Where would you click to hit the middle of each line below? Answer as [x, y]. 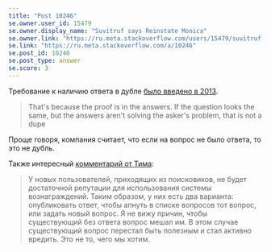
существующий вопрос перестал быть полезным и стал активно [140, 230]
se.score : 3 [28, 68]
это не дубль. [31, 148]
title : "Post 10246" [43, 16]
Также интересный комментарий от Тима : [81, 163]
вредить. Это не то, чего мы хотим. [89, 239]
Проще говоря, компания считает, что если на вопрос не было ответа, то [135, 139]
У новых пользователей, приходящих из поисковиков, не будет [138, 179]
